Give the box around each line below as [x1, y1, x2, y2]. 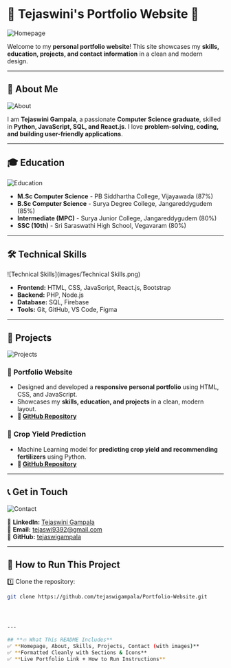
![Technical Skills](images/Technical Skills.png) [7, 270, 141, 278]
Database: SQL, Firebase [16, 298, 89, 306]
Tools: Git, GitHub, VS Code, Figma [16, 306, 118, 314]
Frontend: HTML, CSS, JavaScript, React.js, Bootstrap [16, 284, 171, 292]
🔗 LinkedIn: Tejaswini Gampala [7, 518, 95, 526]
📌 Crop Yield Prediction [7, 430, 87, 439]
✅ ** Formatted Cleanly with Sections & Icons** [7, 649, 148, 656]
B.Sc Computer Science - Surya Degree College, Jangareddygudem [16, 199, 212, 207]
